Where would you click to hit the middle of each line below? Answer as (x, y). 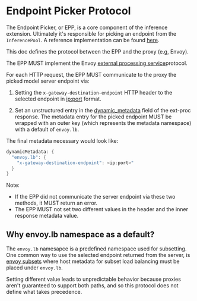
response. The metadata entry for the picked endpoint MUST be (93, 117)
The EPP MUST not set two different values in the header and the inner (101, 209)
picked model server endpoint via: (48, 81)
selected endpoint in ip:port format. (58, 99)
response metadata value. (47, 216)
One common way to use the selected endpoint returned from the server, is (98, 255)
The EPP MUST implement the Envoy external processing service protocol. (97, 63)
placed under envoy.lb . (35, 268)
